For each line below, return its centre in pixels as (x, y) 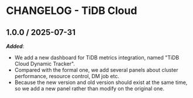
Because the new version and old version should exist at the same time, (101, 82)
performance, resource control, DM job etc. (67, 76)
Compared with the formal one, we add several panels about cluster (96, 70)
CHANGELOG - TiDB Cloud (72, 11)
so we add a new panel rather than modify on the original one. (89, 88)
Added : (15, 46)
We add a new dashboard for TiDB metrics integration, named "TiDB (97, 57)
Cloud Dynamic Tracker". (44, 64)
